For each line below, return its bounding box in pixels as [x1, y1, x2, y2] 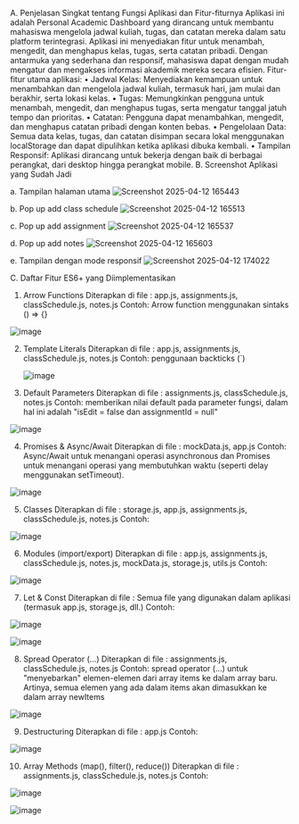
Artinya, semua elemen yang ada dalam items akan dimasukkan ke [22, 682, 268, 693]
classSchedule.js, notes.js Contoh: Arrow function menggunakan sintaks [22, 299, 289, 310]
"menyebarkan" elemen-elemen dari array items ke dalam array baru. [22, 673, 279, 683]
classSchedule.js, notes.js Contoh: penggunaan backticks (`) [22, 353, 246, 363]
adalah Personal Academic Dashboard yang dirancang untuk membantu [10, 17, 274, 28]
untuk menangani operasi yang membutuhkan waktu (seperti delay [22, 460, 269, 470]
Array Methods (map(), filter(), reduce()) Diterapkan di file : [22, 761, 239, 771]
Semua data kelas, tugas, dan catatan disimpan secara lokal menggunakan [10, 131, 285, 141]
